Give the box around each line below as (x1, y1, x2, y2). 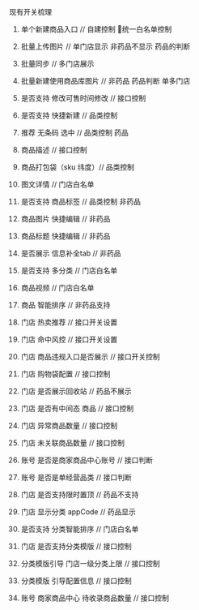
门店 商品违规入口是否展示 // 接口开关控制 (20, 352, 160, 361)
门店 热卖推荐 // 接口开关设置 (20, 317, 118, 327)
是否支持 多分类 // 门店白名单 (20, 266, 118, 275)
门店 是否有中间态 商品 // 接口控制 (20, 404, 134, 413)
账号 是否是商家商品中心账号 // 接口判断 (20, 455, 153, 465)
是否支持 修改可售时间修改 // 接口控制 (20, 93, 146, 103)
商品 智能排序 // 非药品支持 (20, 300, 111, 310)
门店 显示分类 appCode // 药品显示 (20, 507, 136, 517)
